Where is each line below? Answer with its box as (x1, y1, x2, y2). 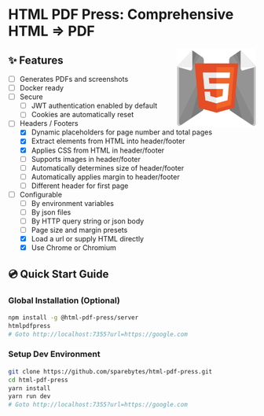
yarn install (8, 384, 51, 392)
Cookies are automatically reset (31, 110, 134, 120)
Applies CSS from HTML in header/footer (31, 145, 165, 155)
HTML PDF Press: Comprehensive (8, 6, 234, 24)
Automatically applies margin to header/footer (31, 171, 180, 182)
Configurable (19, 190, 63, 199)
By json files (31, 207, 71, 217)
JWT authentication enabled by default (31, 101, 158, 111)
